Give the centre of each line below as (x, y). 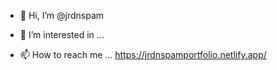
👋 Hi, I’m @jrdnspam (62, 15)
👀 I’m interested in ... (62, 34)
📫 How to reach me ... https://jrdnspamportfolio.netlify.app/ (143, 54)
